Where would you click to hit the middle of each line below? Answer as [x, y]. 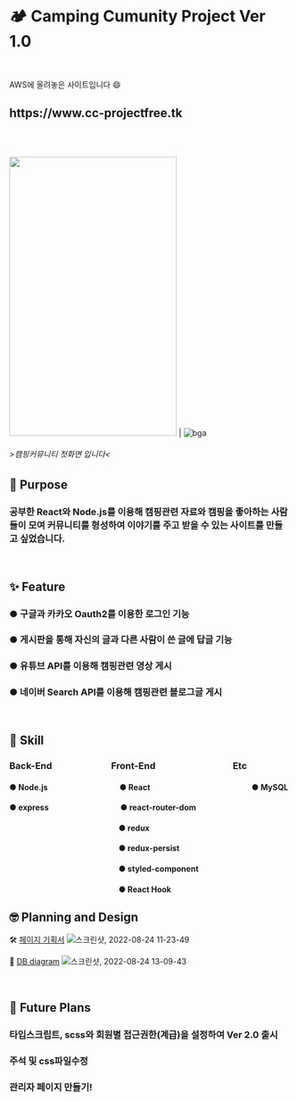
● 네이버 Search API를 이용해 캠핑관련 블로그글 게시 [116, 692]
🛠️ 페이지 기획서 [37, 940]
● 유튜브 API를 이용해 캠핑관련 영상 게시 [91, 666]
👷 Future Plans [50, 1008]
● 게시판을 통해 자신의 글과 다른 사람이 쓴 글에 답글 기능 [121, 640]
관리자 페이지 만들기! [51, 1087]
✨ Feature [37, 586]
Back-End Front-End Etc [128, 766]
